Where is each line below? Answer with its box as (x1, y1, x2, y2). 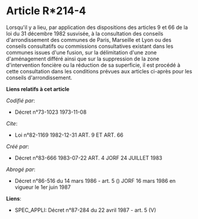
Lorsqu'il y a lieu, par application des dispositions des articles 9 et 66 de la (6, 24, 188, 31)
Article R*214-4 (6, 4, 86, 18)
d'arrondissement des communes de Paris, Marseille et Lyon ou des (6, 36, 171, 43)
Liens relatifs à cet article (6, 85, 70, 92)
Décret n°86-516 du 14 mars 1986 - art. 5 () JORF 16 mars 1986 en (14, 177, 176, 184)
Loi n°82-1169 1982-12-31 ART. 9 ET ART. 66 (14, 131, 124, 139)
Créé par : (6, 143, 30, 150)
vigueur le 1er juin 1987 (14, 183, 71, 191)
